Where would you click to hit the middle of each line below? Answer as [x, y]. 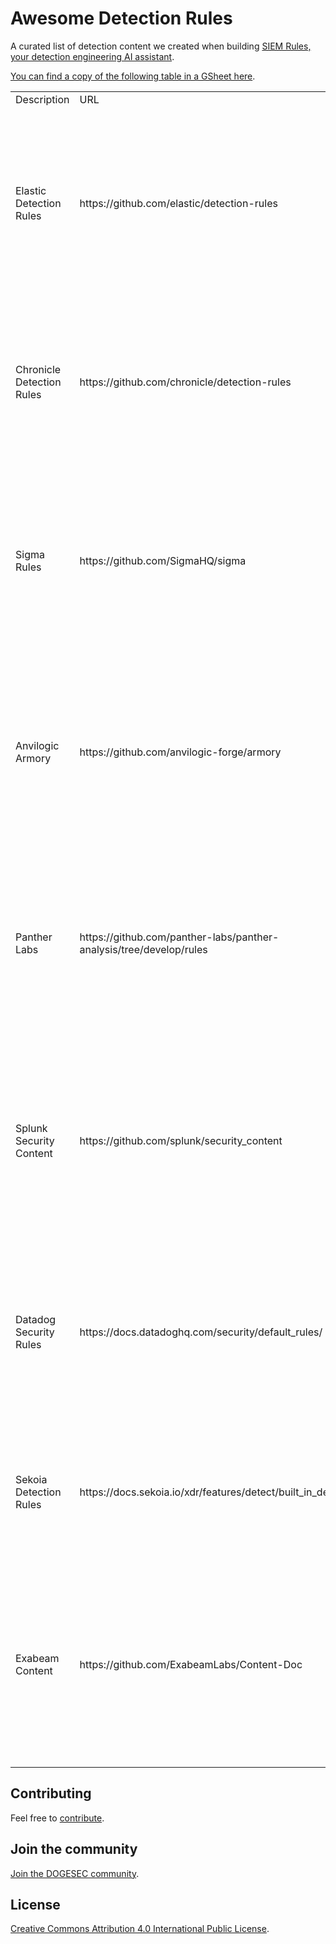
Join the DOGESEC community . [75, 1873]
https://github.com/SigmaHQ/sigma [163, 560]
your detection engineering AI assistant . [92, 56]
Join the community [74, 1849]
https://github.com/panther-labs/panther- [179, 937]
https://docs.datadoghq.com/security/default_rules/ [201, 1332]
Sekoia [31, 1479]
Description [42, 99]
